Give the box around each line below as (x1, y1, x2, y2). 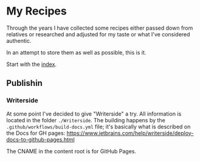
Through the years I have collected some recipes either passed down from (6, 24, 193, 31)
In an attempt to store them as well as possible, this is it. (6, 48, 147, 56)
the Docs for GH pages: (6, 129, 66, 137)
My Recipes (6, 4, 67, 18)
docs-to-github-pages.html (6, 136, 75, 143)
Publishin (6, 78, 43, 88)
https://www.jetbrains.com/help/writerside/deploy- (66, 129, 194, 137)
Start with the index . (6, 61, 57, 68)
